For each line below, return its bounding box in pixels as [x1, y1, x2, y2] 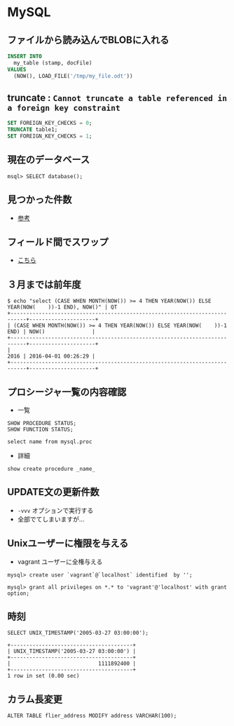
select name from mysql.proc [7, 438, 92, 445]
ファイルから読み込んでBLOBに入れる [7, 34, 170, 46]
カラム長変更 [7, 693, 63, 705]
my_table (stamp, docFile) [13, 59, 92, 67]
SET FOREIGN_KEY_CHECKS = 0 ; [7, 120, 92, 127]
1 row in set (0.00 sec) [7, 673, 80, 680]
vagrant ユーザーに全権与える [17, 557, 103, 565]
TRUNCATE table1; [7, 126, 58, 133]
